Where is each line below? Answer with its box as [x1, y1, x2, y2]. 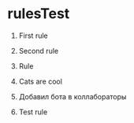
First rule [18, 31, 48, 40]
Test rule [18, 107, 48, 117]
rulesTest [7, 5, 70, 23]
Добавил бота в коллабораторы [18, 91, 127, 101]
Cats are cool [18, 76, 62, 86]
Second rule [18, 46, 59, 55]
